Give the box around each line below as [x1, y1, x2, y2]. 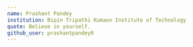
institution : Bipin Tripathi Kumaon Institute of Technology [7, 17, 187, 23]
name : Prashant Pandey [7, 10, 72, 17]
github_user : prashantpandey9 [7, 29, 94, 37]
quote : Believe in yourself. [7, 23, 91, 30]
